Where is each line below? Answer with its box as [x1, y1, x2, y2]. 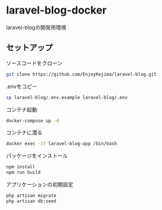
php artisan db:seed [6, 198, 57, 204]
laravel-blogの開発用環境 [6, 24, 67, 31]
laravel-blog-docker [6, 4, 107, 17]
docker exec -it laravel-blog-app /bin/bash [6, 141, 117, 147]
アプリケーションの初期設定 [6, 181, 74, 188]
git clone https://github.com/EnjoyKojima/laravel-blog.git [6, 71, 157, 77]
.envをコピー [6, 83, 38, 90]
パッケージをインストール [6, 152, 68, 159]
